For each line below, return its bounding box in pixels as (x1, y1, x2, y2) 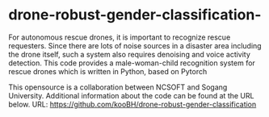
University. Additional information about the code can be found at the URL (8, 90, 254, 100)
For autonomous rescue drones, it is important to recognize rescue (8, 32, 231, 42)
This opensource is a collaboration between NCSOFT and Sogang (8, 82, 228, 92)
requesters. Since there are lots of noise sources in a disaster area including (8, 40, 262, 50)
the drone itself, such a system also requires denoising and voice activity (8, 49, 250, 59)
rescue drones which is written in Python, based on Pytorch (8, 66, 208, 76)
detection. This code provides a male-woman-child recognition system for (8, 58, 256, 68)
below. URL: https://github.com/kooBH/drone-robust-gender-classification (8, 99, 257, 109)
